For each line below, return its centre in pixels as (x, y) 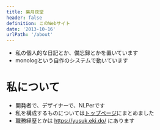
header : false (24, 18)
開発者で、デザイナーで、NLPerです (60, 106)
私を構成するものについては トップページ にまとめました (85, 113)
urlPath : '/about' (30, 35)
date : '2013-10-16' (31, 29)
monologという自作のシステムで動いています (71, 60)
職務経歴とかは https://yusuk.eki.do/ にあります (75, 121)
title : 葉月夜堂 (25, 12)
